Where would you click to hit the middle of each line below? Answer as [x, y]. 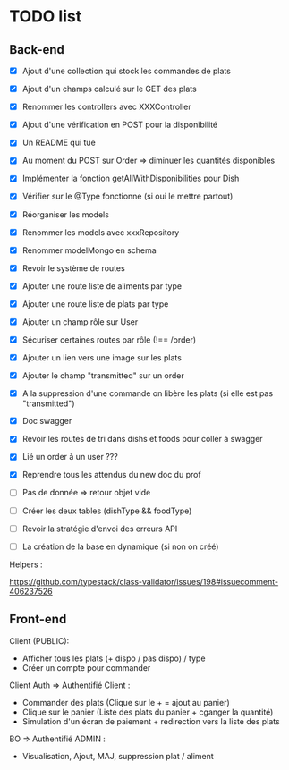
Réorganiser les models [66, 214]
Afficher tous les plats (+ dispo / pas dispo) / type [114, 658]
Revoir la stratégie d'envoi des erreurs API [100, 529]
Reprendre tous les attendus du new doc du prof [111, 475]
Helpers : [26, 564]
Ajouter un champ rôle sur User [80, 322]
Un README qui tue [59, 143]
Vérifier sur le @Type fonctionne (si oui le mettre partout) [127, 196]
